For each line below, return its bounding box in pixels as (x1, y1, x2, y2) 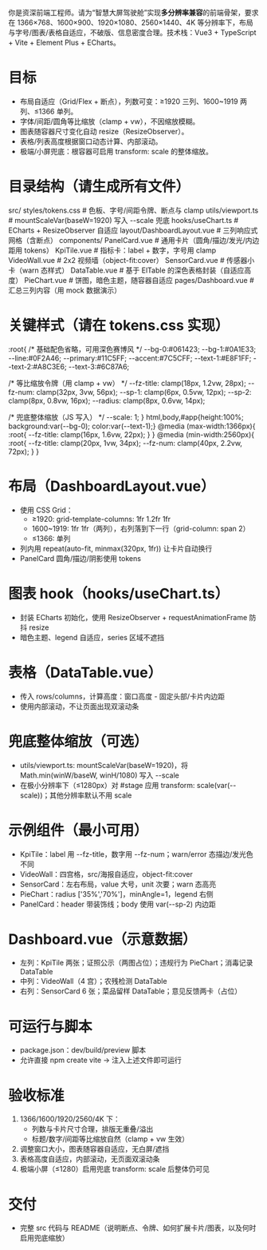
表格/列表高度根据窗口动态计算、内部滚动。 (19, 136, 163, 146)
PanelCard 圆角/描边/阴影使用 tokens (19, 553, 142, 563)
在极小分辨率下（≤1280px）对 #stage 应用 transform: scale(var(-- (19, 780, 237, 790)
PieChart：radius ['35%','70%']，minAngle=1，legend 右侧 (19, 889, 214, 898)
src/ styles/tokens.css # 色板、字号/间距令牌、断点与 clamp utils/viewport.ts (8, 205, 259, 215)
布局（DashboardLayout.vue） (8, 477, 215, 495)
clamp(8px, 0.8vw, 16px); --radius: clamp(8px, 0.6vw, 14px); (8, 396, 206, 405)
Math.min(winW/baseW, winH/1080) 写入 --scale (19, 770, 179, 780)
